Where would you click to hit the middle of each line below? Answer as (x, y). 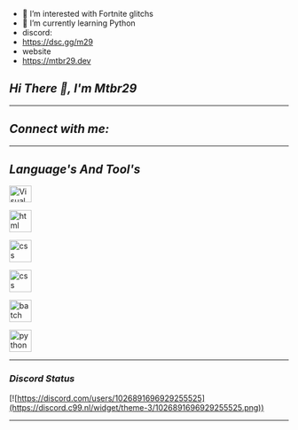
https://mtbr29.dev (56, 61)
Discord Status (42, 379)
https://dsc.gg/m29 (58, 42)
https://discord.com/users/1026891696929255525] (111, 398)
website (36, 51)
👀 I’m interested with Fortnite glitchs (87, 14)
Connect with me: (59, 129)
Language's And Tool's (75, 170)
